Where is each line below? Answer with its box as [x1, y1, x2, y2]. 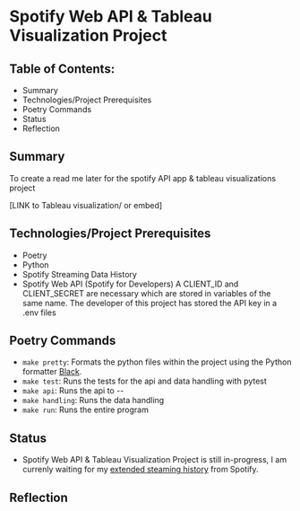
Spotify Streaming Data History [21, 269, 137, 279]
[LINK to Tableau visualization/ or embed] [9, 199, 163, 210]
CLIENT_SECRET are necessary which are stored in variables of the [21, 287, 271, 298]
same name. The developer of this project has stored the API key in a [21, 297, 278, 308]
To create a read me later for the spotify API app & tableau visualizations [9, 172, 276, 183]
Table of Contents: [9, 61, 116, 76]
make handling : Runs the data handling [21, 395, 165, 406]
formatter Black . [21, 366, 82, 377]
